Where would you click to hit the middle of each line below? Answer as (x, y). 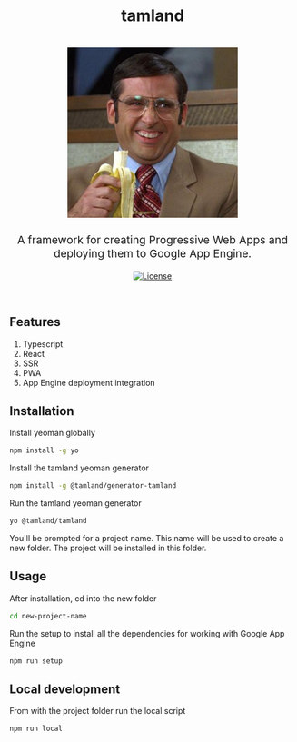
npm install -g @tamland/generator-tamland (93, 486)
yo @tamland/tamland (49, 521)
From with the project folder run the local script (98, 711)
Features (35, 322)
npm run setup (36, 661)
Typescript (43, 344)
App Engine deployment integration (89, 382)
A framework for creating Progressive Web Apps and (153, 240)
